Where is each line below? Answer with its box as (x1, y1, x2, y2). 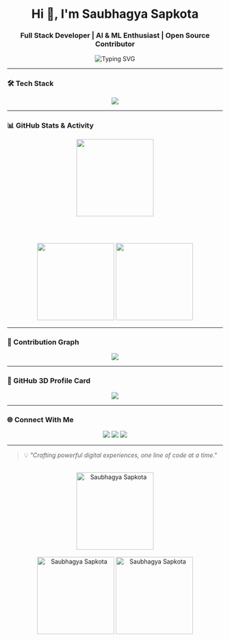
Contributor (94, 39, 136, 49)
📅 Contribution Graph (7, 338, 79, 347)
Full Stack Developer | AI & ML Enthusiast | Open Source (20, 31, 210, 40)
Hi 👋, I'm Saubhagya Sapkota (31, 6, 199, 22)
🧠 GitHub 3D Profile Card (7, 376, 91, 386)
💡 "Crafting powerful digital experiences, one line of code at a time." (23, 451, 218, 459)
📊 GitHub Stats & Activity (7, 120, 94, 130)
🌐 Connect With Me (7, 415, 74, 424)
